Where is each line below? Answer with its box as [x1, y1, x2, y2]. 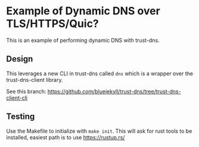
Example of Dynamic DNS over [6, 4, 161, 18]
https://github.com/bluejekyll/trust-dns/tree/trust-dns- [47, 88, 181, 95]
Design [6, 54, 33, 64]
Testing [6, 112, 35, 122]
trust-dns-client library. [6, 76, 63, 83]
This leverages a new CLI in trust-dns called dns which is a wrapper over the [6, 70, 194, 77]
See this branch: [6, 88, 46, 95]
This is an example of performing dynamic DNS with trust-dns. [6, 36, 160, 44]
